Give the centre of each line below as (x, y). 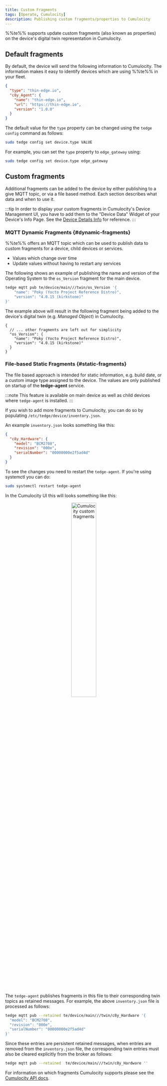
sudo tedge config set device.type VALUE (49, 143)
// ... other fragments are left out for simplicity (66, 330)
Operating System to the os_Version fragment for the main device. (73, 278)
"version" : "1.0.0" (34, 109)
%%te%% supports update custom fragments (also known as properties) (81, 33)
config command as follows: (34, 133)
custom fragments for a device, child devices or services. (64, 249)
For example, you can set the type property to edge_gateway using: (73, 152)
